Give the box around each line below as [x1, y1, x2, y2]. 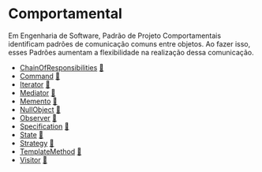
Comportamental [8, 5, 122, 23]
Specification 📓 [19, 122, 69, 131]
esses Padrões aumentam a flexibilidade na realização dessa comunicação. [8, 47, 254, 57]
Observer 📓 [19, 113, 58, 122]
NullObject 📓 [19, 104, 61, 114]
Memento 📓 [19, 96, 58, 106]
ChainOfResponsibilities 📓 [19, 62, 104, 72]
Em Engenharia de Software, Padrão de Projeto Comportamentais [8, 31, 222, 40]
